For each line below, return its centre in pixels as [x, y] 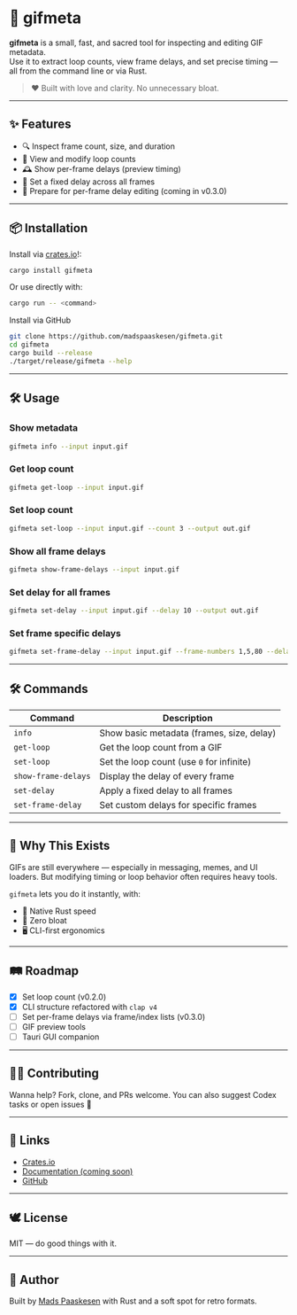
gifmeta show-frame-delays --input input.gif [94, 570]
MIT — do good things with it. [63, 1243]
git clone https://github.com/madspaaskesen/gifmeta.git [116, 337]
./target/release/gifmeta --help [71, 361]
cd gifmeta [29, 345]
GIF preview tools [54, 1026]
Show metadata [44, 428]
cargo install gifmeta [51, 270]
